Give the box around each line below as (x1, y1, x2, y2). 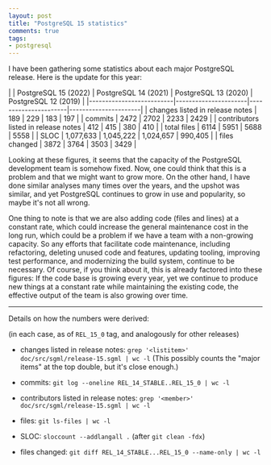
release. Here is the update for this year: (8, 73, 143, 82)
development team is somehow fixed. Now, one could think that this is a (8, 164, 247, 173)
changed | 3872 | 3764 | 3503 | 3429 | (8, 139, 137, 149)
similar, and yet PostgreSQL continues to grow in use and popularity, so (8, 189, 246, 199)
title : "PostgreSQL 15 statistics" (8, 19, 128, 27)
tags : (8, 34, 27, 43)
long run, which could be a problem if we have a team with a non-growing (8, 230, 254, 240)
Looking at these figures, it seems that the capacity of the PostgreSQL (8, 155, 242, 165)
